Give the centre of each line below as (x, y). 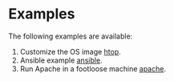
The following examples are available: (71, 36)
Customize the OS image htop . (71, 51)
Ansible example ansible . (61, 60)
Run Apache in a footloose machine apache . (93, 68)
